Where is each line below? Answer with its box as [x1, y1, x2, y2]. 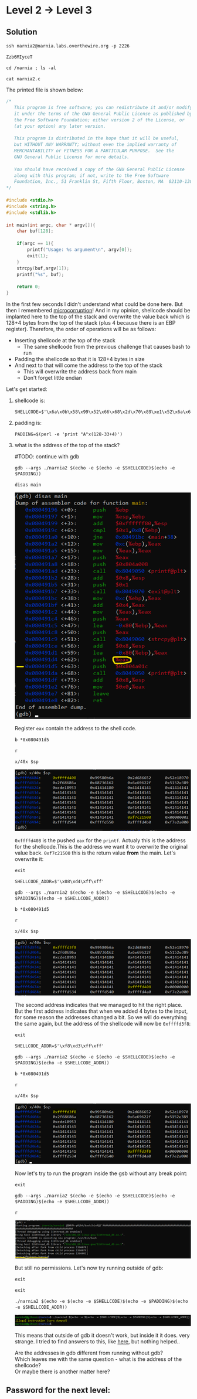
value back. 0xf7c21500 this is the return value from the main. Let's [14, 849, 176, 856]
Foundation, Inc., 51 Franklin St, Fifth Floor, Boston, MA [13, 179, 164, 185]
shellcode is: [14, 397, 46, 404]
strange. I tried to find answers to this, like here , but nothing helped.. [14, 1338, 180, 1345]
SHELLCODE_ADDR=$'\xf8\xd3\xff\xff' [14, 1043, 104, 1049]
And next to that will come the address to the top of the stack [14, 362, 163, 369]
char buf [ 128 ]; [16, 228, 54, 234]
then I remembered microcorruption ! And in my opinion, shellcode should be [6, 307, 191, 314]
